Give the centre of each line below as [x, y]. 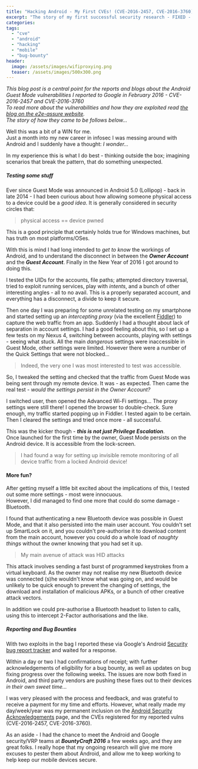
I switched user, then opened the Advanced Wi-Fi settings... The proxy [92, 401]
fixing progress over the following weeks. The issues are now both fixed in [96, 674]
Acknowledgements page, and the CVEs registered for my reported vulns [95, 717]
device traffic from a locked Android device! [74, 462]
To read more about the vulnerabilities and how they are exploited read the [97, 107]
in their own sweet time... [37, 687]
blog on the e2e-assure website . [46, 114]
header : [16, 61]
